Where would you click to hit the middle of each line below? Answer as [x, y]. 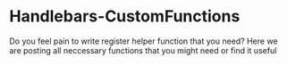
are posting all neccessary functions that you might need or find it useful [143, 50]
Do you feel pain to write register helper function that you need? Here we [144, 41]
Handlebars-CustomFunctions [125, 16]
